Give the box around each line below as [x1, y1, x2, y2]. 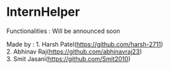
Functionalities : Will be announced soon [6, 27, 121, 35]
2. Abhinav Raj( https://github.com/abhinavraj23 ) [6, 47, 143, 56]
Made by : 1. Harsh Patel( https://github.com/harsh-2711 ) [6, 40, 163, 48]
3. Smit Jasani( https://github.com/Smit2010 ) [6, 54, 131, 62]
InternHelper [6, 4, 80, 20]
